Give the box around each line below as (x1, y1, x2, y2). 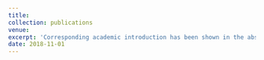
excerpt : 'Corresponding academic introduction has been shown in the (8, 33, 244, 41)
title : (8, 11, 30, 19)
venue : (8, 26, 30, 34)
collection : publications (8, 19, 93, 26)
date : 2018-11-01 (8, 41, 65, 48)
